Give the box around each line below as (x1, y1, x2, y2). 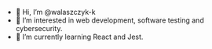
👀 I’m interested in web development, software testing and (15, 16, 204, 25)
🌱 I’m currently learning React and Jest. (15, 32, 144, 41)
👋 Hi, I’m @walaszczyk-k (15, 8, 96, 16)
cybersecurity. (15, 24, 63, 33)
